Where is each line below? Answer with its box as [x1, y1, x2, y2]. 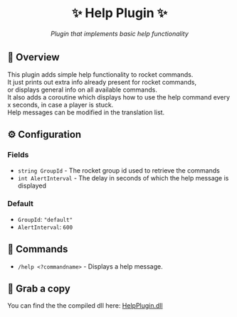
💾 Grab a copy [7, 283, 71, 294]
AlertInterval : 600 [17, 222, 73, 231]
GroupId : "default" [17, 215, 73, 223]
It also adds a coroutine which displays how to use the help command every [7, 92, 230, 101]
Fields [7, 150, 29, 160]
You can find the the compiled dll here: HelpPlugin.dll [7, 301, 163, 310]
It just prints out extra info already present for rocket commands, [7, 77, 197, 86]
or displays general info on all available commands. [7, 85, 158, 94]
